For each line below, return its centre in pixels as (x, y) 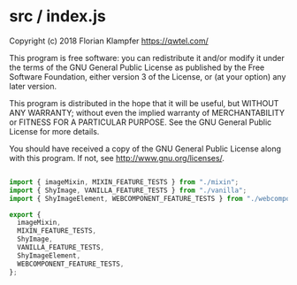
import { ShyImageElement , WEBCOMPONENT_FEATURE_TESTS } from (126, 198)
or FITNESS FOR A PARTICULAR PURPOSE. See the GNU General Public (141, 122)
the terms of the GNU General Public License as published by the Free (137, 67)
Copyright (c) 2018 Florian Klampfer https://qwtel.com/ (109, 41)
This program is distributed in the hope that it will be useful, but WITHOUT (144, 103)
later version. (33, 86)
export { (25, 214)
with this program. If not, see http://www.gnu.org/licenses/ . (117, 158)
